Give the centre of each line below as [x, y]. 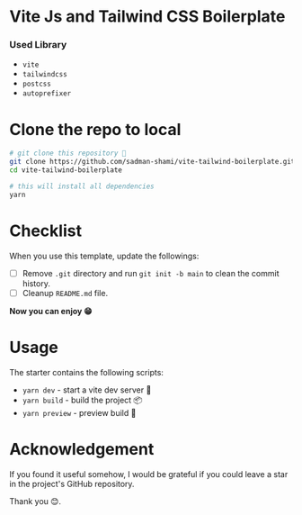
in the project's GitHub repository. [72, 483]
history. [36, 283]
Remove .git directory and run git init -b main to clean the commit [151, 273]
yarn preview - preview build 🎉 [79, 412]
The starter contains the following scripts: [87, 372]
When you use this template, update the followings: [104, 256]
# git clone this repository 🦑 [68, 154]
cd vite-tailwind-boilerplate [66, 170]
